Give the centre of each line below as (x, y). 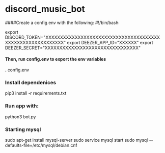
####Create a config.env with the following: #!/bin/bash (62, 23)
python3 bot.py (21, 117)
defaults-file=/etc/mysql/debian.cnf (41, 145)
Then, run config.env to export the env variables (56, 59)
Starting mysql (23, 129)
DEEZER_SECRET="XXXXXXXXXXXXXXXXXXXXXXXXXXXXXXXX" (73, 48)
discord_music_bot (45, 9)
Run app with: (22, 106)
